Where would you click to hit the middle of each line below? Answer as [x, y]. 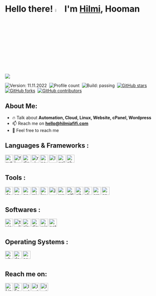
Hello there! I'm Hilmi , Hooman [72, 9]
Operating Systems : [37, 242]
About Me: [21, 106]
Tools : [15, 178]
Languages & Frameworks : [47, 146]
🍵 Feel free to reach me [35, 130]
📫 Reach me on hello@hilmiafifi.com [50, 123]
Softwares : [23, 210]
